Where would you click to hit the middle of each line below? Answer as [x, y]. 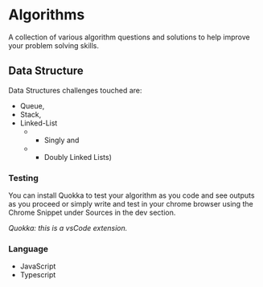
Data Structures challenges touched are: [75, 90]
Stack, [31, 114]
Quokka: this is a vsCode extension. [68, 228]
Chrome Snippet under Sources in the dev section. [92, 213]
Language [29, 248]
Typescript [38, 275]
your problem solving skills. [53, 45]
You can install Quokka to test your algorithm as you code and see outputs [131, 195]
